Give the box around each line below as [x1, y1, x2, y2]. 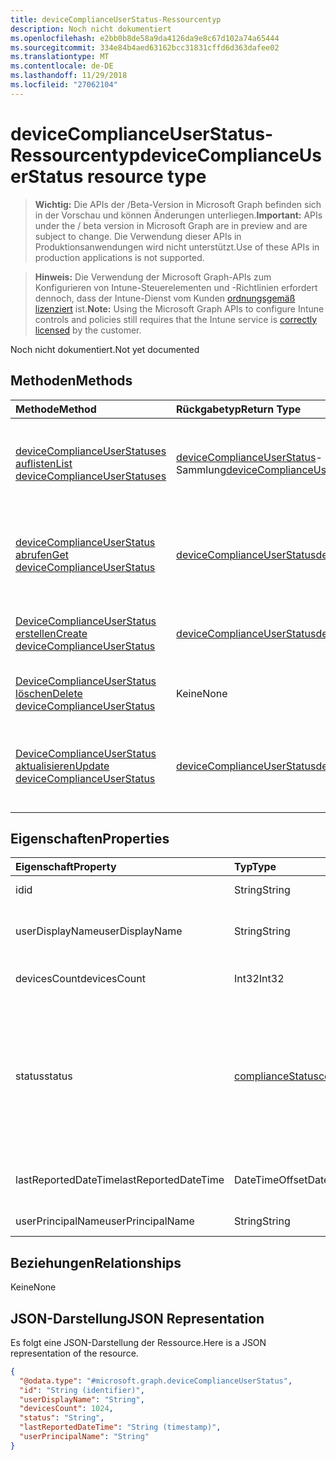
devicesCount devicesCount [15, 972, 146, 986]
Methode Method [15, 402, 97, 416]
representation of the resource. [10, 1347, 139, 1359]
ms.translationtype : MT [10, 52, 110, 62]
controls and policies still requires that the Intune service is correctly [34, 313, 318, 325]
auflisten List [15, 456, 73, 470]
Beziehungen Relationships [10, 1254, 182, 1271]
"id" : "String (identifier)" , [19, 1385, 145, 1395]
